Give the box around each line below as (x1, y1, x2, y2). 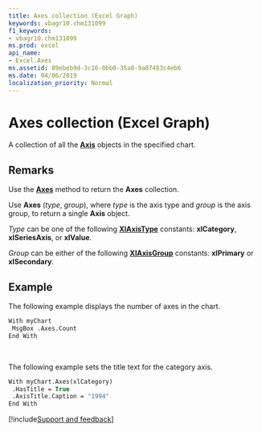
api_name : (8, 49, 42, 57)
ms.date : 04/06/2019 (8, 71, 78, 79)
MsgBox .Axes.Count (11, 324, 78, 332)
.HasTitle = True (11, 385, 70, 393)
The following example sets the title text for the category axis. (8, 362, 213, 372)
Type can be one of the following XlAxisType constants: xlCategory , (8, 224, 237, 234)
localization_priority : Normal (8, 79, 113, 87)
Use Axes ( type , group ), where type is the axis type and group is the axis (8, 200, 251, 210)
